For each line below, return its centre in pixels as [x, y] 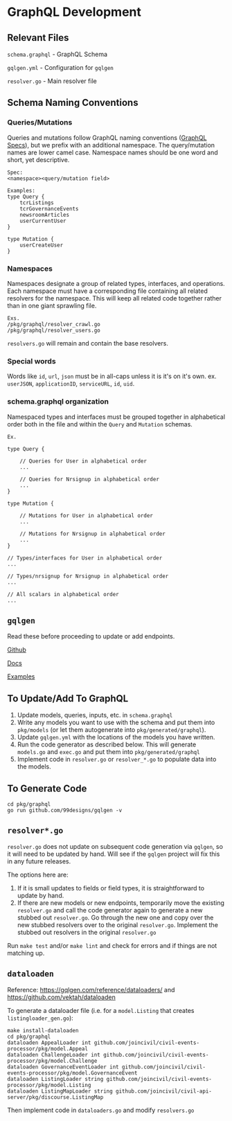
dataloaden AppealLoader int [49, 1043]
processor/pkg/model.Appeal [48, 1049]
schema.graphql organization [58, 402]
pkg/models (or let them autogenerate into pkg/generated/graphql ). [111, 730]
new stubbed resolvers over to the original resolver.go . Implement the [117, 924]
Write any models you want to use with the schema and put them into [116, 723]
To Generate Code [47, 788]
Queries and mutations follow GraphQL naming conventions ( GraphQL [107, 137]
